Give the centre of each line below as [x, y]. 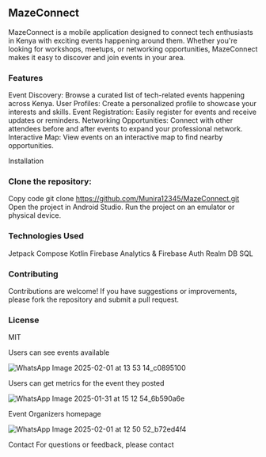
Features [26, 78]
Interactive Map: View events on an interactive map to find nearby [116, 137]
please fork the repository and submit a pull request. [94, 299]
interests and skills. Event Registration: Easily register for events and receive [133, 112]
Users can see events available [59, 352]
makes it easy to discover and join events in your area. [97, 57]
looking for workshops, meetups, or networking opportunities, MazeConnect [133, 49]
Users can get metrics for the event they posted [86, 383]
